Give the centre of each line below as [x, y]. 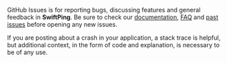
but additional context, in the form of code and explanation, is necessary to [113, 45]
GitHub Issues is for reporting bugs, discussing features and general [104, 10]
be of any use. [28, 52]
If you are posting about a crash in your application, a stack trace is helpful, [114, 38]
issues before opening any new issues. [62, 24]
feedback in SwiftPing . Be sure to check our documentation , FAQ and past [113, 17]
